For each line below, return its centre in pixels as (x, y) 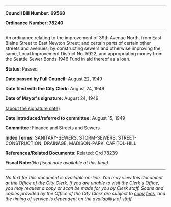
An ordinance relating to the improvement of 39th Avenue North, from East (83, 38)
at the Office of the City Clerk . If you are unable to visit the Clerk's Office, (82, 183)
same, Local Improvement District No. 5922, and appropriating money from (84, 54)
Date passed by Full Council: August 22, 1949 (54, 79)
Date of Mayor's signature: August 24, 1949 (52, 98)
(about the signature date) (33, 108)
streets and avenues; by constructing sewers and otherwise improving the (83, 48)
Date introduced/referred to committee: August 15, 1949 (65, 118)
